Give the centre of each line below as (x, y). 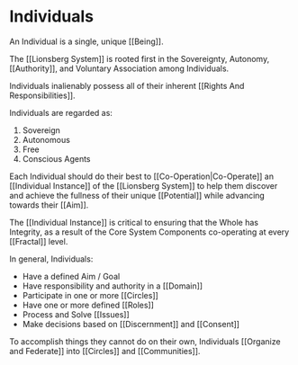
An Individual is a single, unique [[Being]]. (86, 41)
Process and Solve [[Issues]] (76, 314)
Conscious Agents (56, 158)
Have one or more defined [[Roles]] (88, 305)
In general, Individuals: (51, 259)
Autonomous (46, 139)
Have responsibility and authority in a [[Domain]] (113, 286)
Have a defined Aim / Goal (71, 276)
